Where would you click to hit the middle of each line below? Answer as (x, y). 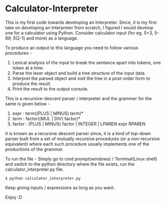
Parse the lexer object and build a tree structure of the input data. (79, 73)
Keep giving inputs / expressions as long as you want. (60, 187)
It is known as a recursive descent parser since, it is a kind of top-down (78, 133)
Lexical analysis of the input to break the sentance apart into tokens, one (86, 62)
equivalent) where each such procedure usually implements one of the (77, 144)
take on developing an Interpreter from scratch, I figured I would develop (79, 27)
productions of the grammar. (34, 149)
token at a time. (28, 68)
